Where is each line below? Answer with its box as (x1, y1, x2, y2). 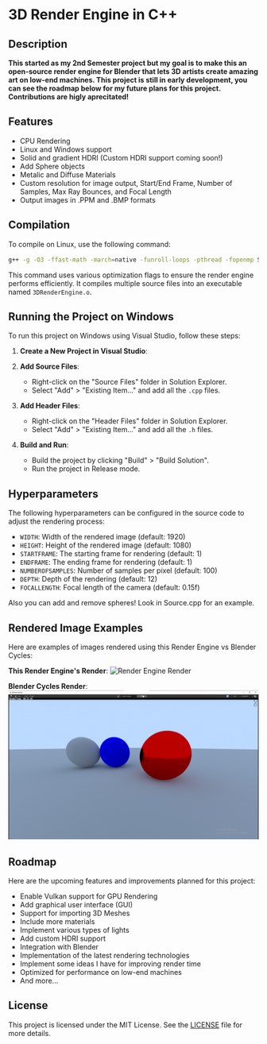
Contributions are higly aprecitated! (8, 92, 130, 101)
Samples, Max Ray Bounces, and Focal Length (19, 187, 172, 196)
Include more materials (19, 916, 95, 926)
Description (8, 37, 68, 51)
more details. (8, 1028, 52, 1038)
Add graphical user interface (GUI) (19, 899, 133, 909)
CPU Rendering (19, 136, 71, 145)
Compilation (8, 218, 70, 232)
